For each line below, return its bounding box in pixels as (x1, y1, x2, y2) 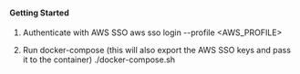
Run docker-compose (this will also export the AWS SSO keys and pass (22, 45, 292, 56)
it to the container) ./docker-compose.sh (22, 54, 176, 65)
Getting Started (9, 7, 70, 18)
